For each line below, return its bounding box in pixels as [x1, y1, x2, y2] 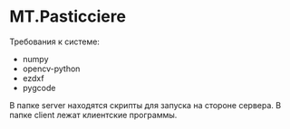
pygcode [22, 82, 56, 93]
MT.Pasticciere [9, 6, 127, 27]
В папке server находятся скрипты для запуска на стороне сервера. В [9, 99, 282, 110]
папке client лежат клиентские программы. [9, 109, 178, 120]
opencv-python [22, 63, 81, 74]
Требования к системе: [9, 36, 100, 47]
